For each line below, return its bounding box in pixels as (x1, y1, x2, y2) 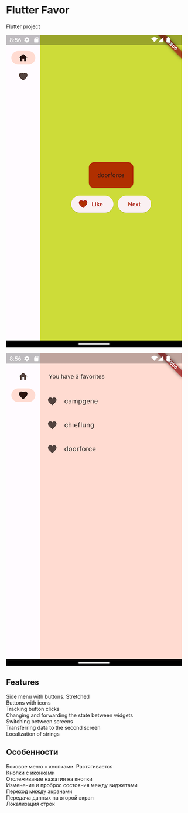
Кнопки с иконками (6, 769, 55, 776)
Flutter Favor (6, 4, 70, 17)
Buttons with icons (6, 699, 51, 706)
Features (6, 678, 39, 688)
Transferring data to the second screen (6, 724, 101, 731)
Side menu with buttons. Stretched (6, 693, 90, 700)
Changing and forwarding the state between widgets (6, 712, 134, 719)
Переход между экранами (6, 788, 73, 795)
